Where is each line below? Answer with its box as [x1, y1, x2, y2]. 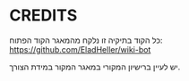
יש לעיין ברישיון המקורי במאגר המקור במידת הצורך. [9, 61, 181, 72]
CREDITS [9, 5, 78, 26]
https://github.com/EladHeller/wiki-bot [9, 44, 151, 54]
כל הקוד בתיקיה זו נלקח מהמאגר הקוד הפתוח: [9, 35, 163, 45]
